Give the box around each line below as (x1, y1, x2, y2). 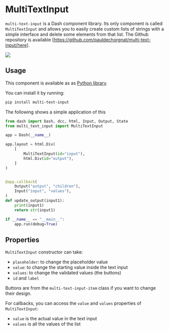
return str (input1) (14, 207, 56, 212)
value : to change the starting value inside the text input (12, 264, 128, 270)
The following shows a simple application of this (5, 108, 106, 115)
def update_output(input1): (5, 198, 65, 203)
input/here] (5, 42, 29, 48)
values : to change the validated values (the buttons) (12, 270, 122, 276)
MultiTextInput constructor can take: (5, 249, 83, 255)
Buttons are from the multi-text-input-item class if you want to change (5, 285, 156, 291)
